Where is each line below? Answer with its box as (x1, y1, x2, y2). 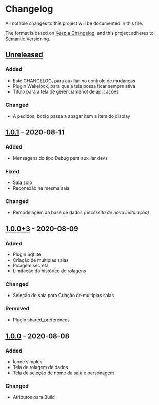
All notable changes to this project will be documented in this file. (5, 20, 144, 26)
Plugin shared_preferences (12, 317, 70, 323)
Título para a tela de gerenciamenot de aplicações (12, 88, 119, 95)
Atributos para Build (12, 394, 55, 400)
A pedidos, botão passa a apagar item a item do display (12, 113, 131, 119)
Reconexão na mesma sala (12, 185, 70, 191)
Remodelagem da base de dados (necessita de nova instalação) (12, 209, 150, 216)
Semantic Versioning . (5, 35, 50, 42)
